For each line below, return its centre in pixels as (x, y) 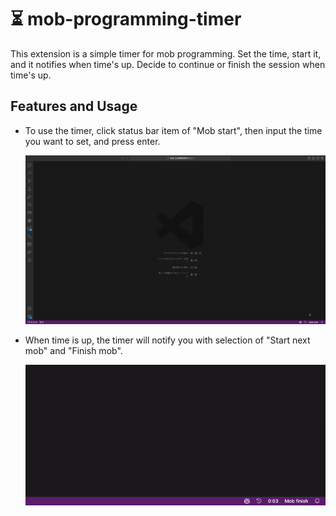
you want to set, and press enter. (92, 141)
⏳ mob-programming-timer (126, 19)
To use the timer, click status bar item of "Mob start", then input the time (173, 130)
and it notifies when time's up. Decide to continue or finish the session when (168, 64)
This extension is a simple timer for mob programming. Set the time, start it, (166, 53)
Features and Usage (74, 106)
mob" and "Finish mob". (73, 351)
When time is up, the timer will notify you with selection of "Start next (167, 340)
